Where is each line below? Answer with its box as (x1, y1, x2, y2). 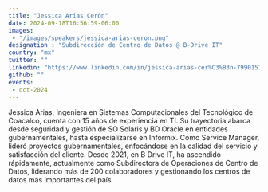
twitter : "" (8, 57, 48, 65)
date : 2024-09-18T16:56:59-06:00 (8, 19, 120, 27)
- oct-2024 (11, 85, 48, 94)
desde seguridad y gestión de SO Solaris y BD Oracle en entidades (8, 124, 229, 134)
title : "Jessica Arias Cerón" (8, 11, 109, 20)
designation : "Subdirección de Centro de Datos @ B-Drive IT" (8, 41, 223, 49)
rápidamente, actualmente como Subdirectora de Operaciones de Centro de (8, 159, 258, 168)
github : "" (8, 71, 45, 79)
